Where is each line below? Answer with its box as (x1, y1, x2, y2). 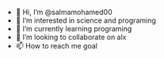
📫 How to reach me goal (15, 42, 97, 50)
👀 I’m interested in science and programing (15, 16, 156, 25)
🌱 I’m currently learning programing (15, 24, 132, 33)
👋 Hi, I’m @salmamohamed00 (15, 8, 113, 16)
